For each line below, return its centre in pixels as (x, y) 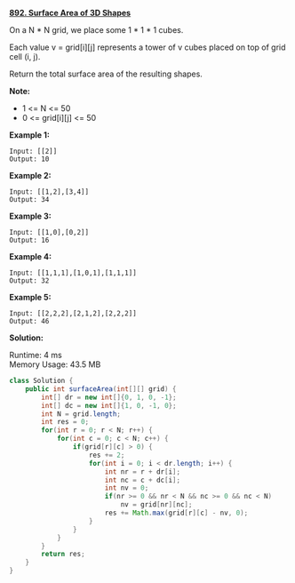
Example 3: (30, 216)
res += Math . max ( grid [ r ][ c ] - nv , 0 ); (176, 513)
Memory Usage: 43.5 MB (55, 364)
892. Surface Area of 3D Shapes (70, 13)
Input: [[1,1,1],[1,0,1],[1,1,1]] (73, 273)
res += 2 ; (107, 455)
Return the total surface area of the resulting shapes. (106, 74)
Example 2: (30, 176)
